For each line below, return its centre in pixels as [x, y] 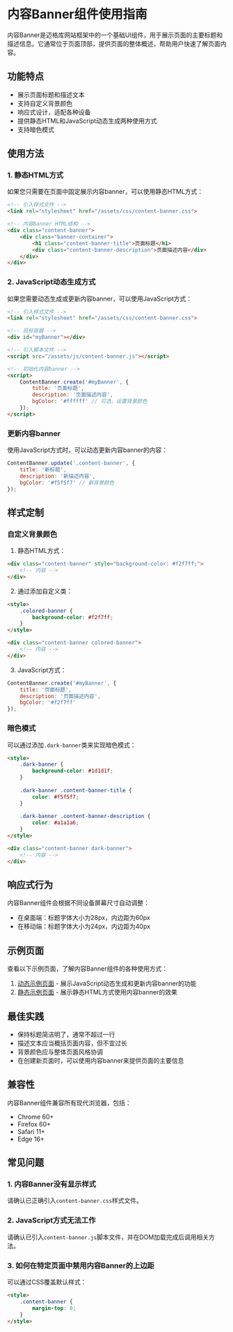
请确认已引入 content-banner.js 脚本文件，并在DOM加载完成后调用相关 [108, 1237]
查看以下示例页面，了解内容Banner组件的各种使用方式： [88, 969]
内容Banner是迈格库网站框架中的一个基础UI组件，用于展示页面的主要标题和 [115, 35]
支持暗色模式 [35, 129]
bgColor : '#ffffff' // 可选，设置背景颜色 [90, 402]
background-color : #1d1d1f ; [73, 771]
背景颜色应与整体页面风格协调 [60, 1052]
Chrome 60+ [35, 1117]
